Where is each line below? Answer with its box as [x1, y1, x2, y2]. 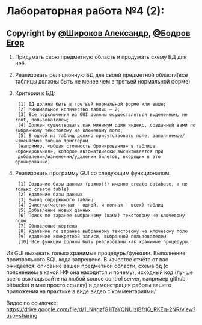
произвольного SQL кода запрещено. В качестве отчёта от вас [6, 256, 168, 263]
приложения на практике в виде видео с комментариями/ [6, 288, 156, 295]
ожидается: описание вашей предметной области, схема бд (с [6, 263, 168, 269]
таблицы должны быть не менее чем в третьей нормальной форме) [14, 78, 191, 85]
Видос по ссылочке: [6, 299, 58, 306]
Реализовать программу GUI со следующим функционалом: [14, 169, 171, 177]
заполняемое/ [152, 133, 185, 139]
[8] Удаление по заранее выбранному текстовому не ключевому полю [17, 228, 188, 234]
